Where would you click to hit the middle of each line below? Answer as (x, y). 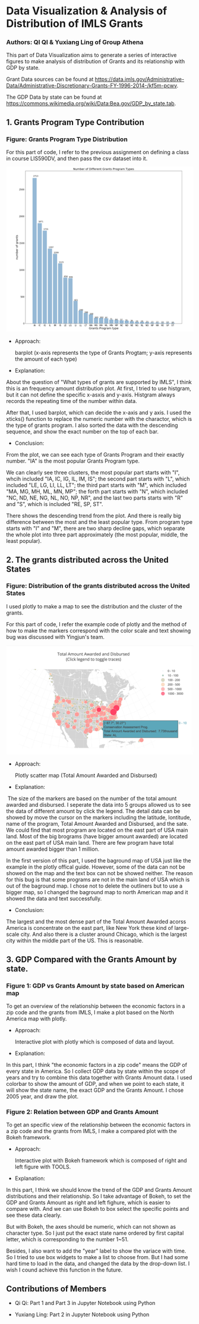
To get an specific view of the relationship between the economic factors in (99, 1125)
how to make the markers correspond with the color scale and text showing (99, 630)
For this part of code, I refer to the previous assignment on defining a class (97, 152)
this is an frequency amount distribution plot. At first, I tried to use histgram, (99, 389)
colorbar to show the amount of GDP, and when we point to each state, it (95, 1084)
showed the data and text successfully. (54, 899)
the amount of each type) (46, 359)
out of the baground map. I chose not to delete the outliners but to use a (94, 886)
